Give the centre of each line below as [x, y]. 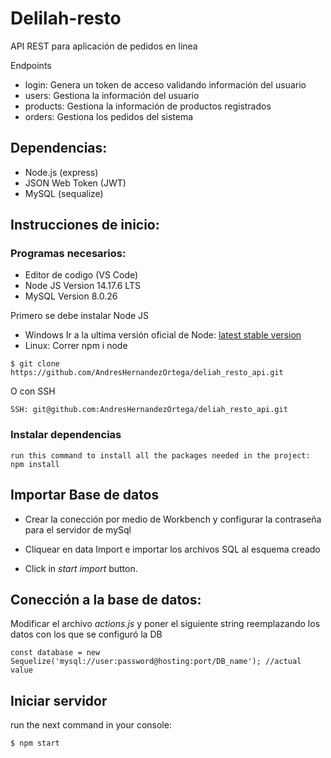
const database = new [55, 653]
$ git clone [35, 364]
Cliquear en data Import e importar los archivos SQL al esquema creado [172, 549]
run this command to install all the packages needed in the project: [160, 455]
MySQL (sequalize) [64, 193]
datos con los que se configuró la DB [86, 634]
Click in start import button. [81, 568]
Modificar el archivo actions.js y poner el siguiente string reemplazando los [165, 624]
